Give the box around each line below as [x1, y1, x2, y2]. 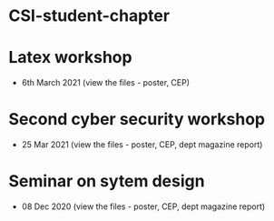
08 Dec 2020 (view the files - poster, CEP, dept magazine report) [21, 201, 266, 212]
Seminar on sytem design [8, 171, 205, 192]
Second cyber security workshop [8, 109, 265, 130]
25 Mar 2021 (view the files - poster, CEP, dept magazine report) [21, 139, 263, 150]
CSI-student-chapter [8, 5, 170, 26]
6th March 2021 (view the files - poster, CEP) [21, 77, 191, 88]
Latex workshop [8, 47, 132, 68]
